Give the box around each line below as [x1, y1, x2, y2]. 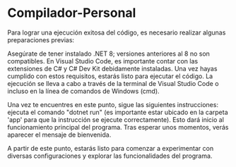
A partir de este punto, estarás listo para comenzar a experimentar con [7, 144, 214, 152]
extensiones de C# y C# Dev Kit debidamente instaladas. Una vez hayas [7, 64, 218, 73]
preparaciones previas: [7, 35, 75, 44]
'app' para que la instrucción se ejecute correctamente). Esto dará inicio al [7, 115, 225, 124]
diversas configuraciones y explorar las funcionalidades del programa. [7, 151, 213, 160]
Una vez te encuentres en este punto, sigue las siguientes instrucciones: [7, 100, 219, 109]
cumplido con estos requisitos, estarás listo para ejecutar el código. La [7, 72, 213, 80]
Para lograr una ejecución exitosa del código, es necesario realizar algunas [7, 28, 226, 37]
